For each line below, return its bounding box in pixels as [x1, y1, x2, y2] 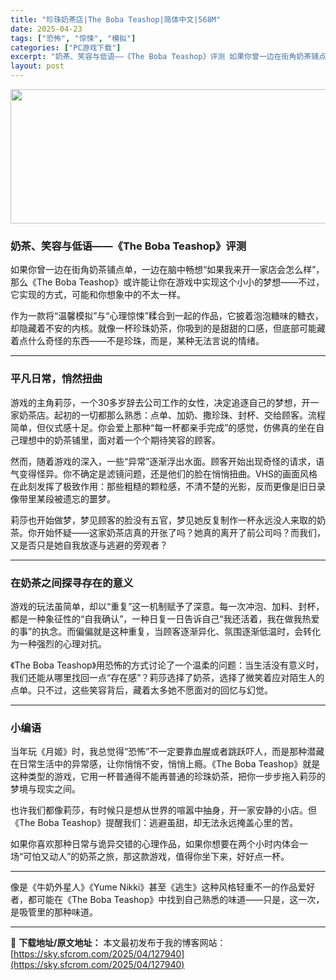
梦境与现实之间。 [10, 783, 81, 795]
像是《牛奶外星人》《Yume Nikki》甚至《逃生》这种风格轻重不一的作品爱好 [10, 881, 316, 893]
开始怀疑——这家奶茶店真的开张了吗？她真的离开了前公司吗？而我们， [36, 526, 326, 538]
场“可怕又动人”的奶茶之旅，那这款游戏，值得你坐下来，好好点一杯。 [10, 851, 290, 863]
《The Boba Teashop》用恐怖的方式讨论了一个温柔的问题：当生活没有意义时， [10, 659, 325, 671]
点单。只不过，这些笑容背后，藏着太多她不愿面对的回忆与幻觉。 [10, 684, 273, 696]
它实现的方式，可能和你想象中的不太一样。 [10, 289, 186, 301]
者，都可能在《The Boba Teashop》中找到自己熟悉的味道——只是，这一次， [10, 894, 325, 906]
